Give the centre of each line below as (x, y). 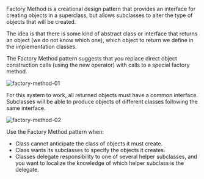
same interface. (26, 108)
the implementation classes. (42, 46)
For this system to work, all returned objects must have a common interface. (102, 95)
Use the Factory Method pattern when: (55, 132)
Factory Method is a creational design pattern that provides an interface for (101, 9)
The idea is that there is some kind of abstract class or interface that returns (102, 34)
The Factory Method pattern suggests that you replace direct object (92, 58)
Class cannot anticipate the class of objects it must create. (89, 144)
